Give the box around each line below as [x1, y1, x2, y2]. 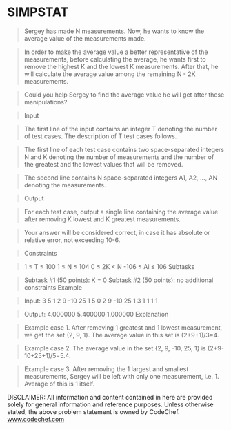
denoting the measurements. [23, 180, 106, 189]
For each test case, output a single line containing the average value [23, 207, 219, 216]
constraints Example [23, 283, 83, 291]
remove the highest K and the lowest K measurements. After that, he [23, 62, 219, 71]
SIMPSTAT [7, 4, 69, 20]
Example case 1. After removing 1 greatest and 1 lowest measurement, [23, 323, 223, 332]
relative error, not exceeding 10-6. [23, 236, 121, 244]
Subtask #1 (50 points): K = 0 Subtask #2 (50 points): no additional [23, 276, 214, 284]
